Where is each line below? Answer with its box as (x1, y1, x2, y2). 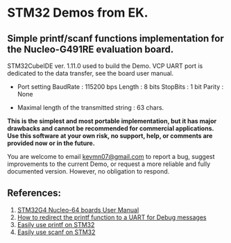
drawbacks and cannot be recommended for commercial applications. (7, 124, 214, 133)
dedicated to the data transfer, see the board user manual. (7, 69, 174, 77)
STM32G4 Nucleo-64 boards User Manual (17, 206, 139, 214)
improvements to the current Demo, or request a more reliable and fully (7, 160, 211, 168)
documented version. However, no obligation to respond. (7, 167, 170, 175)
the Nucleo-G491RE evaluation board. (7, 43, 174, 55)
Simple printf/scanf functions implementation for (7, 33, 224, 44)
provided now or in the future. (7, 139, 95, 147)
